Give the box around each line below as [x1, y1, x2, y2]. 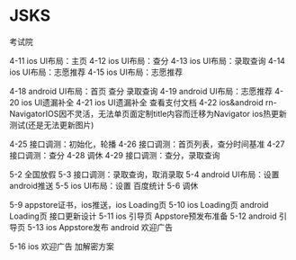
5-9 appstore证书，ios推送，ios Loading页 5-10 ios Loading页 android [9, 199, 269, 210]
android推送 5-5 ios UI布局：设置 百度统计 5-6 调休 [9, 180, 199, 191]
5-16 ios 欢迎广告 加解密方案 [9, 240, 115, 252]
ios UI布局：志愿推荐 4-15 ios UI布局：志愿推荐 [9, 67, 183, 77]
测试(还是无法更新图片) [9, 119, 94, 130]
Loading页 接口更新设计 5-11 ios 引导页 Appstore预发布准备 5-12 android [9, 211, 277, 221]
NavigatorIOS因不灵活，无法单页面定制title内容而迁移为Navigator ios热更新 [9, 108, 287, 119]
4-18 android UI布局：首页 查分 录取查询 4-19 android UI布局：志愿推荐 [9, 85, 273, 96]
